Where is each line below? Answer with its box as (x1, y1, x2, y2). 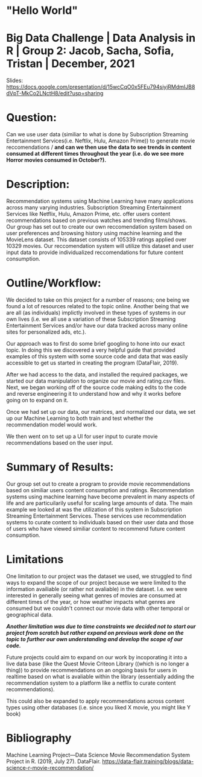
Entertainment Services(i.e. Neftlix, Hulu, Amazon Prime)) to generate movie (6, 137, 195, 145)
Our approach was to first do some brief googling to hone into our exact (6, 340, 185, 347)
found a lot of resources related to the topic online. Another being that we (6, 302, 189, 309)
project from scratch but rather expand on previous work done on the (6, 629, 184, 636)
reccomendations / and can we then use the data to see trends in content (6, 144, 192, 151)
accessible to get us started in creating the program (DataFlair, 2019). (6, 359, 179, 366)
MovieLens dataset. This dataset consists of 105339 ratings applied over (6, 236, 187, 243)
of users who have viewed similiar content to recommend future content (6, 525, 186, 532)
